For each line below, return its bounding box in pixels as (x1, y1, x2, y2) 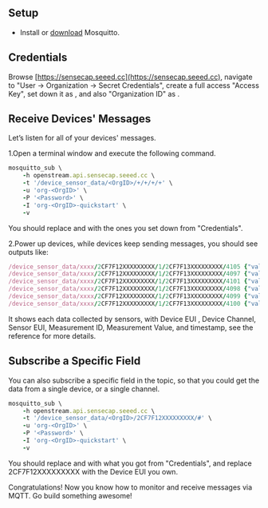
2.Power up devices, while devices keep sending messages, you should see (8, 239, 258, 248)
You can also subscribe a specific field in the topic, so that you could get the (8, 375, 260, 385)
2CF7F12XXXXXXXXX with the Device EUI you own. (8, 466, 178, 476)
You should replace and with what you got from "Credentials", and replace (8, 458, 253, 468)
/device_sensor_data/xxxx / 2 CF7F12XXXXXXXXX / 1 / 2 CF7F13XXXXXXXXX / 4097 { (8, 270, 248, 278)
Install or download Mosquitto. (19, 27, 120, 37)
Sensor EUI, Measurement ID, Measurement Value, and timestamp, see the (8, 323, 254, 332)
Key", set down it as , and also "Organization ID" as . (8, 89, 180, 98)
